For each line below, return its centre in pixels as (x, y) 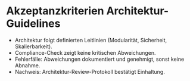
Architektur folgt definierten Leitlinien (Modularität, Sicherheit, (91, 40)
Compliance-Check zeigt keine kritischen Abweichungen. (85, 52)
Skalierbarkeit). (33, 46)
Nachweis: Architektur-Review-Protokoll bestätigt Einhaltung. (90, 71)
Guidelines (33, 24)
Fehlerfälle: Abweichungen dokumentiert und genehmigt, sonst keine (99, 59)
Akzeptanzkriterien (55, 11)
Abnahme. (27, 65)
